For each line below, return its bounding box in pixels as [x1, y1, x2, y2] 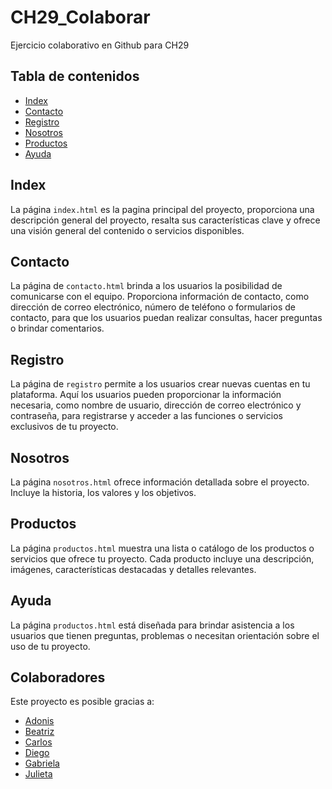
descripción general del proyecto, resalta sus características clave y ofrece [10, 214, 321, 226]
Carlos [24, 736, 53, 748]
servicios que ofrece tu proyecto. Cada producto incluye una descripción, [10, 552, 315, 565]
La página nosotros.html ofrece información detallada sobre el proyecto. [10, 476, 310, 488]
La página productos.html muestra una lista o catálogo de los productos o [10, 542, 315, 554]
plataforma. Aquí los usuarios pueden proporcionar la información [10, 389, 282, 401]
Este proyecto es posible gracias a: [10, 696, 155, 708]
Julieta [24, 768, 53, 780]
